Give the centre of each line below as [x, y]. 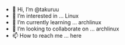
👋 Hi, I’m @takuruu [35, 9]
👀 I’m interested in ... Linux [45, 16]
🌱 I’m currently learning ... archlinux [57, 22]
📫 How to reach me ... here [47, 36]
